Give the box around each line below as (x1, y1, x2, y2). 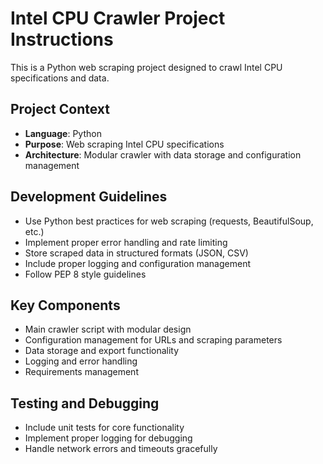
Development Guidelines (10, 188, 168, 206)
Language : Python (24, 127, 102, 139)
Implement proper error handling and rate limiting (24, 236, 228, 248)
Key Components (10, 297, 121, 314)
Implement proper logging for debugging (24, 432, 193, 444)
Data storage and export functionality (24, 345, 180, 357)
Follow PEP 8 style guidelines (24, 268, 147, 280)
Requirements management (24, 366, 139, 378)
